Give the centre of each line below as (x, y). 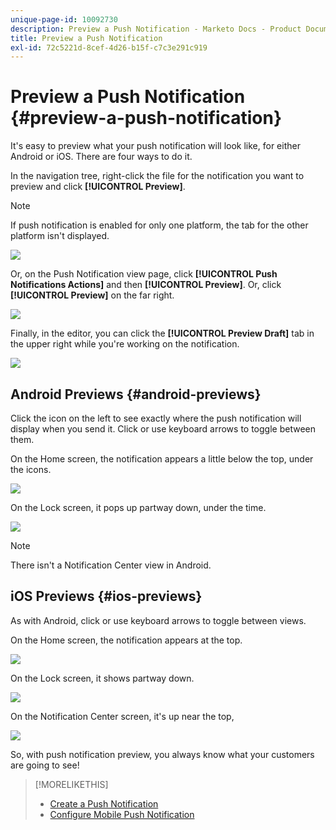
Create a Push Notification (104, 803)
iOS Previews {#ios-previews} (106, 596)
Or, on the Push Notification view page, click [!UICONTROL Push (144, 274)
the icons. (31, 469)
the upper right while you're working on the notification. (125, 344)
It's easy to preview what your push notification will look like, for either (155, 146)
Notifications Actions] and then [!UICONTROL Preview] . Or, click (146, 285)
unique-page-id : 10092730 (64, 19)
